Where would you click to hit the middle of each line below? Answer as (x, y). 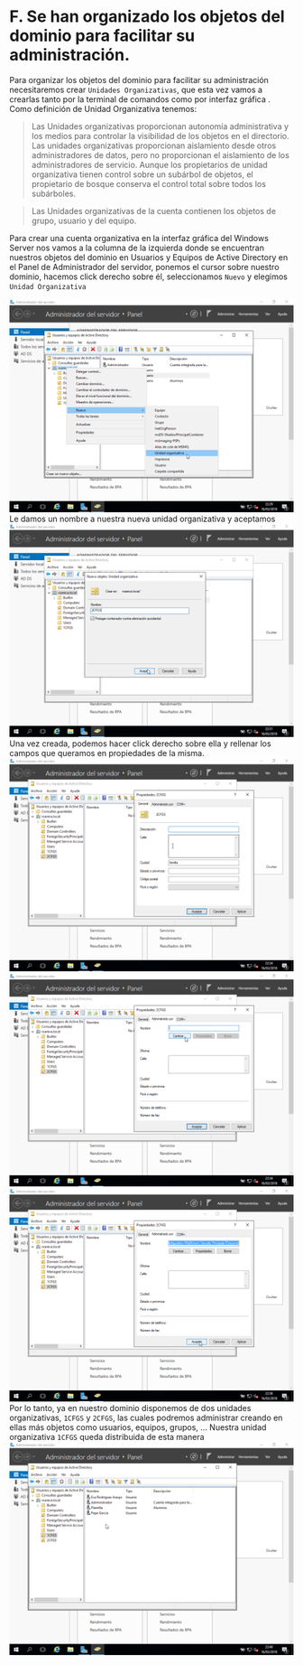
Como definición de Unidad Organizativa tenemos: (103, 108)
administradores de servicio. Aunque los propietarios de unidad (149, 164)
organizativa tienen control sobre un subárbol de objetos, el (142, 174)
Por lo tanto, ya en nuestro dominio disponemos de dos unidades (130, 1408)
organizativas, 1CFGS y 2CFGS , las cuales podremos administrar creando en (146, 1417)
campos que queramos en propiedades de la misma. (107, 753)
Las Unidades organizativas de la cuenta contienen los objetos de (154, 210)
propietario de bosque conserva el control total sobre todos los (148, 183)
